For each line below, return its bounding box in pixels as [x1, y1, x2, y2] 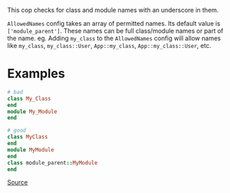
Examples [7, 66, 65, 82]
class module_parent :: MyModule [7, 159, 98, 166]
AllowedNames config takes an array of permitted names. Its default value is [7, 19, 221, 27]
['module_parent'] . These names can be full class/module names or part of [7, 27, 224, 35]
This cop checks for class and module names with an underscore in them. [7, 6, 219, 14]
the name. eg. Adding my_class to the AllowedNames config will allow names [7, 34, 221, 42]
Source [7, 178, 28, 187]
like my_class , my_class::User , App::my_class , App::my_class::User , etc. [7, 42, 212, 49]
